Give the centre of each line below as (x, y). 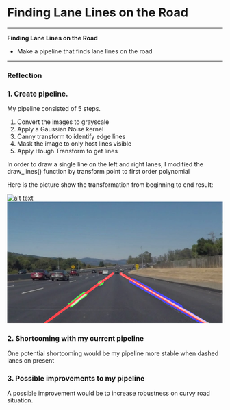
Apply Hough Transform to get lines (67, 151)
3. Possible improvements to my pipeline (76, 378)
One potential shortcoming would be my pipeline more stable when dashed (113, 353)
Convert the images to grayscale (63, 122)
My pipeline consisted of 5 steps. (54, 109)
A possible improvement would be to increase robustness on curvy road (109, 393)
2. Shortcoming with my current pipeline (76, 338)
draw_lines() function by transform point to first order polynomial (99, 172)
